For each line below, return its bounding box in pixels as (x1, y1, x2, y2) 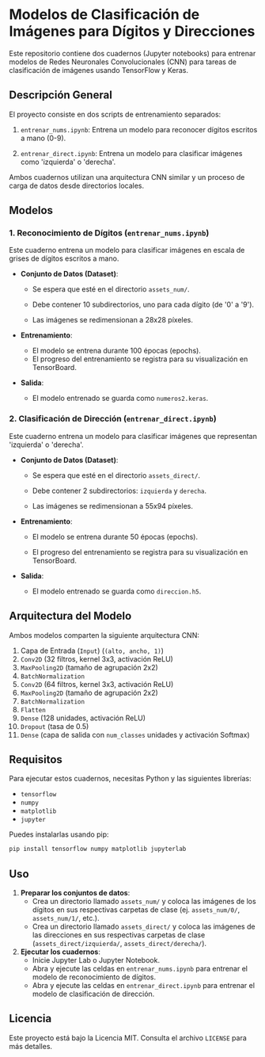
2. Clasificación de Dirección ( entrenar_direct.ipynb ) (9, 414, 217, 425)
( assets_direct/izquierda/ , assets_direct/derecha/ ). (32, 939, 207, 948)
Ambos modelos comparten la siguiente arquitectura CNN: (9, 630, 200, 639)
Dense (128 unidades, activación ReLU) (20, 713, 146, 723)
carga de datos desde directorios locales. (9, 181, 145, 190)
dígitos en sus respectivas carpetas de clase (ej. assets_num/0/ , (32, 905, 240, 914)
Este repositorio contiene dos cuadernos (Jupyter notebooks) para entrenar (9, 48, 256, 58)
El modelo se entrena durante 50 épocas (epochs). (32, 532, 199, 541)
